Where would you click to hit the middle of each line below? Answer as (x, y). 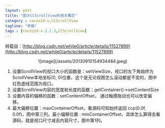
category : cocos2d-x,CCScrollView (42, 21)
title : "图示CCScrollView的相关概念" (41, 15)
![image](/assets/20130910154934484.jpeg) (83, 61)
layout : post (18, 10)
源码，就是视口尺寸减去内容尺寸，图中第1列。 (58, 121)
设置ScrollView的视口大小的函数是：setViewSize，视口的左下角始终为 (83, 72)
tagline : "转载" (21, 26)
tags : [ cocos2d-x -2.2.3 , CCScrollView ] (46, 31)
